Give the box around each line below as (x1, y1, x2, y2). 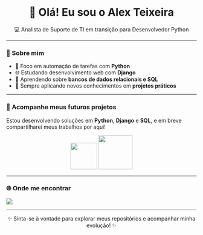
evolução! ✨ (86, 222, 117, 229)
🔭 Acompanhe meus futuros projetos (6, 103, 117, 111)
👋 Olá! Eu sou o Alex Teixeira (29, 5, 174, 19)
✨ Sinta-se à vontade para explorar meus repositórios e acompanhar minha (7, 214, 196, 222)
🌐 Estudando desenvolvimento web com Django (14, 69, 136, 76)
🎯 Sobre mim (6, 48, 44, 57)
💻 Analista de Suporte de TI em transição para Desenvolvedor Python (14, 25, 189, 33)
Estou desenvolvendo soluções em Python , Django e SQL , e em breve (6, 117, 182, 124)
